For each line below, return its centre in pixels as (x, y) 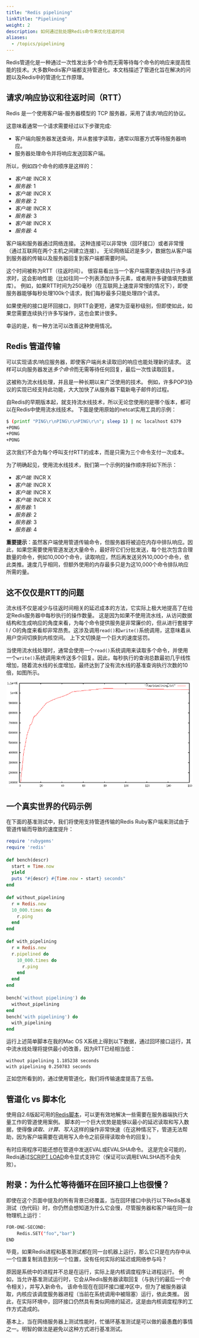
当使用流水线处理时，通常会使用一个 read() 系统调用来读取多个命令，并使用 (97, 650)
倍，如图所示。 (24, 673)
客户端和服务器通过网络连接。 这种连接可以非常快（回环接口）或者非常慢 (95, 243)
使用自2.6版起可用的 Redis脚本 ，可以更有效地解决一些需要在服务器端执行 (95, 1114)
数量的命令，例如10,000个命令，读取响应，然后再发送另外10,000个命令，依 (98, 557)
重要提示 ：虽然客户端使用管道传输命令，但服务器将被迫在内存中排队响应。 (97, 542)
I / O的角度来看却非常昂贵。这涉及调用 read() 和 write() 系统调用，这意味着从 (99, 630)
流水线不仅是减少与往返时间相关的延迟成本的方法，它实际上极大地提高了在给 (99, 608)
